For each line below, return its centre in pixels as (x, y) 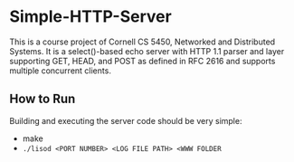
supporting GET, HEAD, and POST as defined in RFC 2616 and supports (142, 61)
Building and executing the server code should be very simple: (126, 120)
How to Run (43, 99)
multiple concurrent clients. (60, 71)
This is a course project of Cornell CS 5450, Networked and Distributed (142, 42)
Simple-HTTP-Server (90, 17)
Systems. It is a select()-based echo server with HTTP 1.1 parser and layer (147, 51)
